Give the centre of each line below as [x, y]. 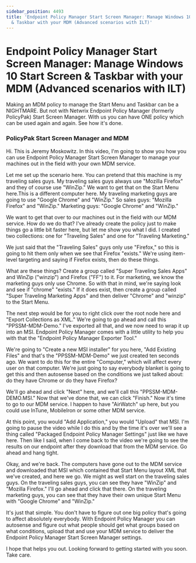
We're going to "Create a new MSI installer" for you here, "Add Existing [91, 349]
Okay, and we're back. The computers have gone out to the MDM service [94, 464]
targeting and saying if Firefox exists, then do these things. [89, 259]
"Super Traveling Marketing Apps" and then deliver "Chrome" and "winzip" [96, 296]
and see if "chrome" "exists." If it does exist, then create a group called [91, 289]
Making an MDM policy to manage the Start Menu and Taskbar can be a [92, 105]
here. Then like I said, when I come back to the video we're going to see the [97, 440]
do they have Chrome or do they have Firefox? [62, 380]
